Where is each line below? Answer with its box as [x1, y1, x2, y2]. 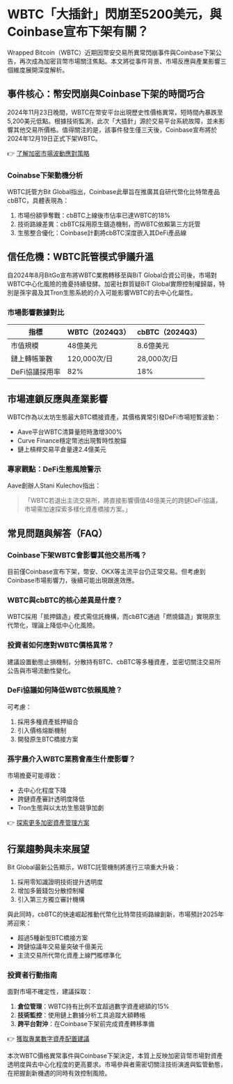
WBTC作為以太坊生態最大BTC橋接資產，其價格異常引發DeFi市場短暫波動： [7, 413, 221, 421]
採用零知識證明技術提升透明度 [17, 877, 103, 886]
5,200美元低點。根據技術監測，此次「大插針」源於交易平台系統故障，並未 [7, 117, 219, 125]
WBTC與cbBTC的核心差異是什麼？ [7, 595, 123, 605]
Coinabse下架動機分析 [7, 170, 83, 180]
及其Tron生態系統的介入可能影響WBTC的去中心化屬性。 [37, 288, 197, 297]
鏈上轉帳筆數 [10, 354, 54, 364]
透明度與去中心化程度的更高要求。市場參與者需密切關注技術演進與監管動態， [7, 1060, 227, 1069]
